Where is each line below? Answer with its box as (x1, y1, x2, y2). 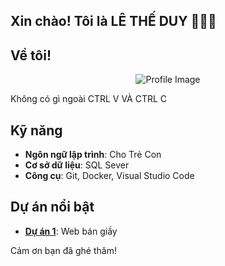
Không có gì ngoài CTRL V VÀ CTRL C (10, 93, 168, 105)
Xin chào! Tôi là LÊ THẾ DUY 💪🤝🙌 (10, 13, 217, 30)
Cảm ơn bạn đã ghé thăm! (10, 244, 117, 256)
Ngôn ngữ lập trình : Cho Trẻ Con (24, 149, 162, 161)
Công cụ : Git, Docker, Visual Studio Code (24, 170, 195, 182)
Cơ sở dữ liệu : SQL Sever (24, 159, 130, 171)
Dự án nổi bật (10, 199, 95, 216)
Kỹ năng (10, 122, 63, 139)
